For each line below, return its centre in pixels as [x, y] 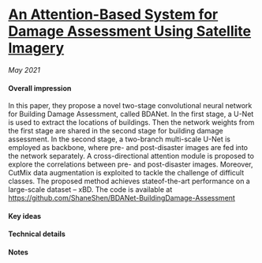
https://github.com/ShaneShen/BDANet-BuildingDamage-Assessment [122, 198]
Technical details [37, 234]
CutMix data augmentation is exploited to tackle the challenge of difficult [126, 173]
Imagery [36, 48]
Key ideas [25, 216]
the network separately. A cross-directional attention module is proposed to [131, 156]
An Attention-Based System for [113, 15]
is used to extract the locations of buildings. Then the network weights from [131, 122]
